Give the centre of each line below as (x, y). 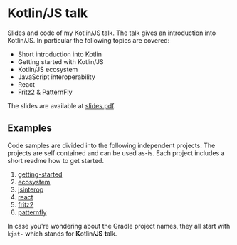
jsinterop (31, 189)
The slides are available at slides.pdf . (62, 105)
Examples (30, 129)
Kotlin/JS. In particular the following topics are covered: (89, 40)
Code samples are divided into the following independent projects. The (111, 145)
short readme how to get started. (56, 160)
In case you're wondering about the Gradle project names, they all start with (119, 226)
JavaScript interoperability (57, 77)
